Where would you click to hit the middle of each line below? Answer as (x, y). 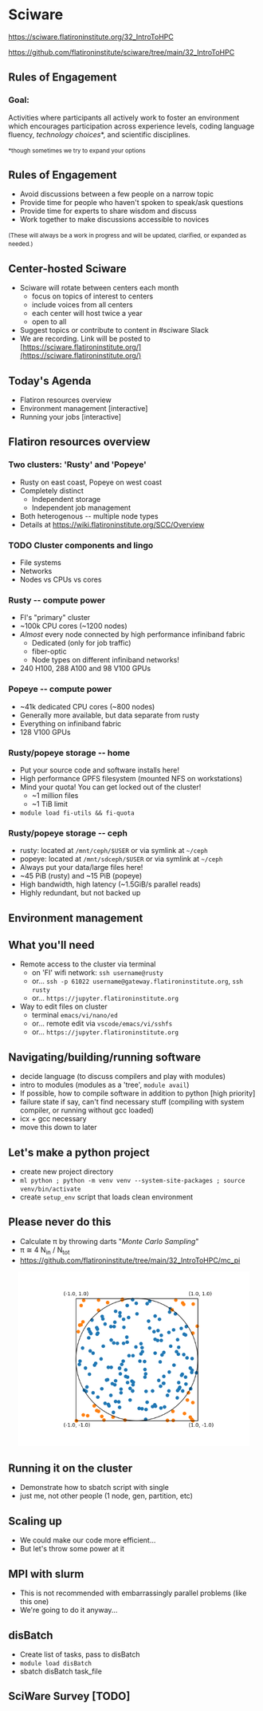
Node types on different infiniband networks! (105, 660)
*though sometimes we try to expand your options (77, 150)
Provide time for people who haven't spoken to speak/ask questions (131, 203)
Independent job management (81, 508)
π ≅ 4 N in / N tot (45, 1251)
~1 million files (55, 795)
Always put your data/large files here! (81, 867)
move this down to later (58, 1128)
